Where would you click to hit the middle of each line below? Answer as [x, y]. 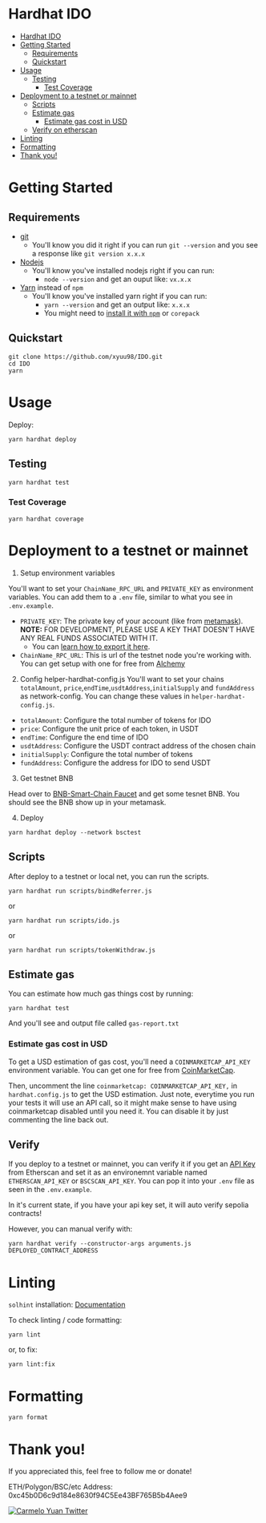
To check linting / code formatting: [65, 1320]
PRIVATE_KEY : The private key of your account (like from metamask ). [131, 621]
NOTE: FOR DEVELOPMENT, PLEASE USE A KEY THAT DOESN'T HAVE [137, 629]
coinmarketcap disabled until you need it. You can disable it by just [119, 1111]
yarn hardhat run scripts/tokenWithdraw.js [82, 950]
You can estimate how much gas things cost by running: [101, 993]
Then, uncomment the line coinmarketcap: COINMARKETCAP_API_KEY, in [123, 1086]
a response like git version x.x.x [89, 253]
